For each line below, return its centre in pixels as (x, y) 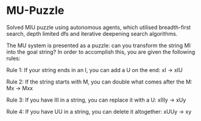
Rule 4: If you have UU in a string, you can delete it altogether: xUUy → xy (99, 111)
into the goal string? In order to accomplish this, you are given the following (101, 51)
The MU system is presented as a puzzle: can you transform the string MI (98, 45)
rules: (13, 58)
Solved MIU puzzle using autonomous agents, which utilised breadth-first (99, 27)
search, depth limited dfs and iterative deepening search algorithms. (92, 33)
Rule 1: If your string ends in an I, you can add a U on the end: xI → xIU (94, 70)
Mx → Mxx (20, 88)
